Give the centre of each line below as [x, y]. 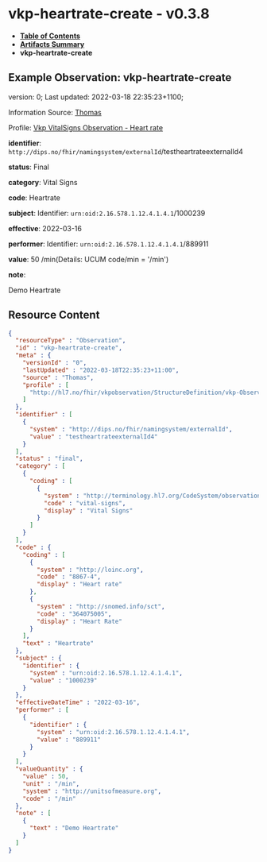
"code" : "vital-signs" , [85, 503]
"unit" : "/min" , [51, 783]
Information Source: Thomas [55, 112]
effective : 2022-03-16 [45, 228]
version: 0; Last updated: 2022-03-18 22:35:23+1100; [96, 97]
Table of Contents [50, 36]
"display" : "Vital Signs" [88, 510]
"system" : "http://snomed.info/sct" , [101, 606]
